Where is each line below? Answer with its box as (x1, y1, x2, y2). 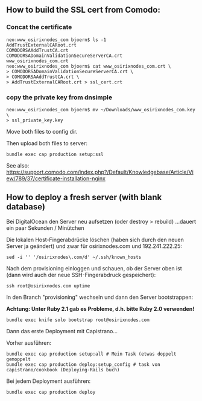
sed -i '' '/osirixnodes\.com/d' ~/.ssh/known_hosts (6, 254, 142, 260)
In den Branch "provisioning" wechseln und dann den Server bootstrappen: (6, 293, 194, 301)
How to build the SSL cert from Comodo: (6, 5, 161, 15)
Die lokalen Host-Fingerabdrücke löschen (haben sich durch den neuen (6, 236, 184, 243)
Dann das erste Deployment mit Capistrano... (6, 327, 118, 334)
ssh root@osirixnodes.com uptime (6, 282, 90, 289)
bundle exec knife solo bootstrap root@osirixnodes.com (6, 317, 150, 323)
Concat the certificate (6, 23, 72, 31)
